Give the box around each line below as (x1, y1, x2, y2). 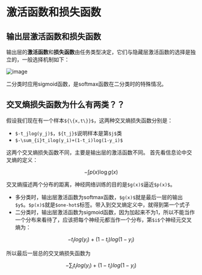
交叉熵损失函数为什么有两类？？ (6, 100, 125, 110)
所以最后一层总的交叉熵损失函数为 (6, 249, 91, 256)
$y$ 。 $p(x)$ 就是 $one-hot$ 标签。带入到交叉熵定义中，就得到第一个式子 (14, 201, 191, 208)
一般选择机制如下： (22, 56, 70, 63)
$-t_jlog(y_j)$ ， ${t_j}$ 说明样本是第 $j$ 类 (14, 129, 122, 137)
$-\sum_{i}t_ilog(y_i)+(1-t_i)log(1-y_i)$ (14, 137, 123, 143)
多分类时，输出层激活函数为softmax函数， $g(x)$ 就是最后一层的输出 (14, 193, 183, 200)
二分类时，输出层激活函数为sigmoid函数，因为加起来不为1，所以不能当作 (14, 208, 195, 215)
